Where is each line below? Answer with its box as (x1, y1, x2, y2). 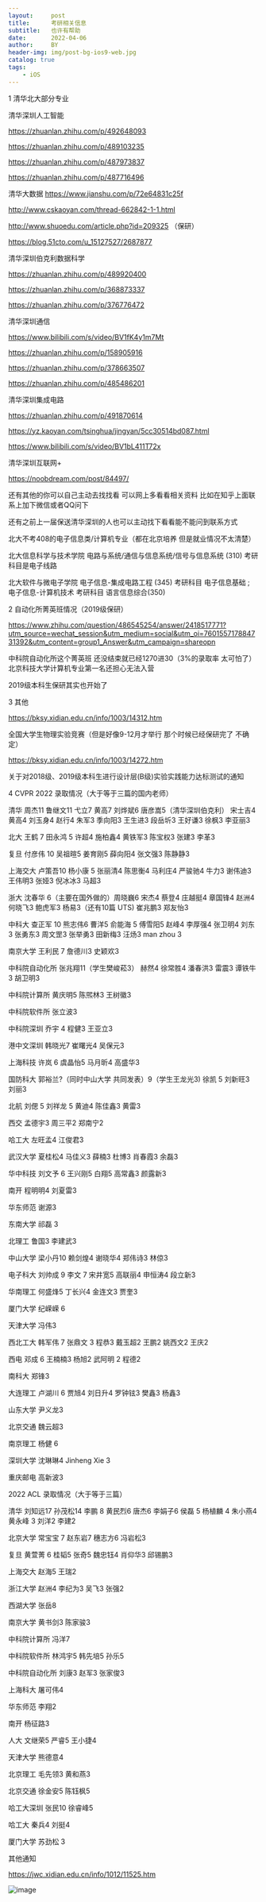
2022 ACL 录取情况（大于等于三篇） (8, 1489, 127, 1499)
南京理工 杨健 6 (8, 1438, 59, 1448)
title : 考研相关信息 (8, 19, 87, 27)
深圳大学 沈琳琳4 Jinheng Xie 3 (8, 1455, 111, 1465)
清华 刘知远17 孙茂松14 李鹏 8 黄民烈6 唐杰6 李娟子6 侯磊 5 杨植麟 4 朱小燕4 (8, 1506, 257, 1515)
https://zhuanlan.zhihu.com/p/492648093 (8, 126, 147, 136)
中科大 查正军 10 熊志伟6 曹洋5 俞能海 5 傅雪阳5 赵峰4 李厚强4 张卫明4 (8, 919, 240, 929)
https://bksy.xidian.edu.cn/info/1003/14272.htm (8, 755, 164, 765)
